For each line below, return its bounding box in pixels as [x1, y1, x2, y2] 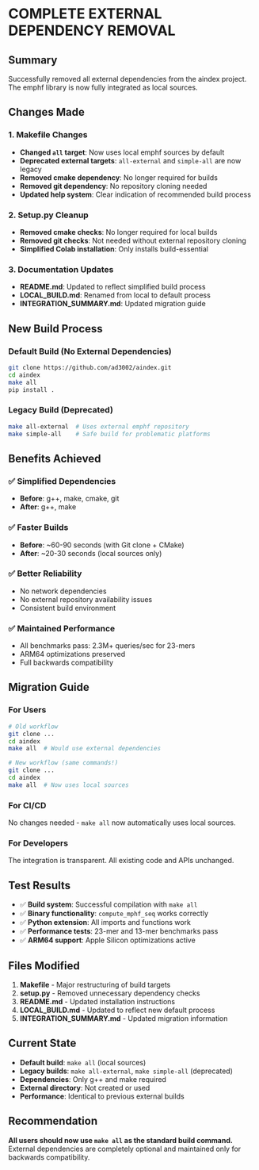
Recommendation [8, 1114, 97, 1128]
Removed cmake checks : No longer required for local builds [19, 227, 218, 236]
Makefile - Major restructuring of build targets [19, 980, 171, 989]
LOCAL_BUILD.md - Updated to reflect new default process [19, 1005, 215, 1015]
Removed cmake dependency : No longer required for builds [19, 172, 218, 182]
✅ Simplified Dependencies [8, 475, 116, 486]
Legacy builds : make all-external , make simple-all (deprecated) [19, 1066, 234, 1076]
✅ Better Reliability [8, 568, 82, 579]
